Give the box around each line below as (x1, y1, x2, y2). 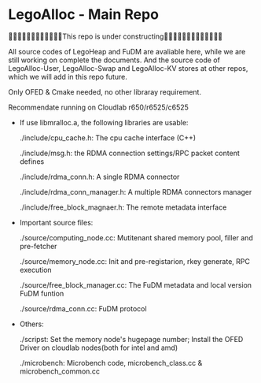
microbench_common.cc (19, 366, 101, 376)
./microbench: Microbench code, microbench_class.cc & (19, 358, 203, 367)
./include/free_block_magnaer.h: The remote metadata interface (19, 203, 227, 212)
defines (19, 156, 45, 166)
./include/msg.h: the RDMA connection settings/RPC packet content (19, 148, 240, 158)
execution (19, 265, 53, 274)
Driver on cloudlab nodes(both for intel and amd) (19, 343, 178, 352)
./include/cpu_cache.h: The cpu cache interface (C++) (19, 132, 197, 143)
